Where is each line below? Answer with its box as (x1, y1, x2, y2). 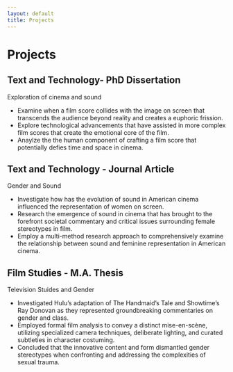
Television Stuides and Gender (7, 286, 95, 294)
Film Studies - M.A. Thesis (7, 267, 123, 279)
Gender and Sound (7, 181, 61, 190)
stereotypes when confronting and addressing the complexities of (17, 350, 206, 359)
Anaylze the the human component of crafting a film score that (17, 136, 197, 144)
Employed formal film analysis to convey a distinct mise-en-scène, (17, 321, 208, 330)
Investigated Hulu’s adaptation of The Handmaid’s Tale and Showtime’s (17, 299, 220, 307)
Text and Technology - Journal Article (7, 163, 175, 175)
